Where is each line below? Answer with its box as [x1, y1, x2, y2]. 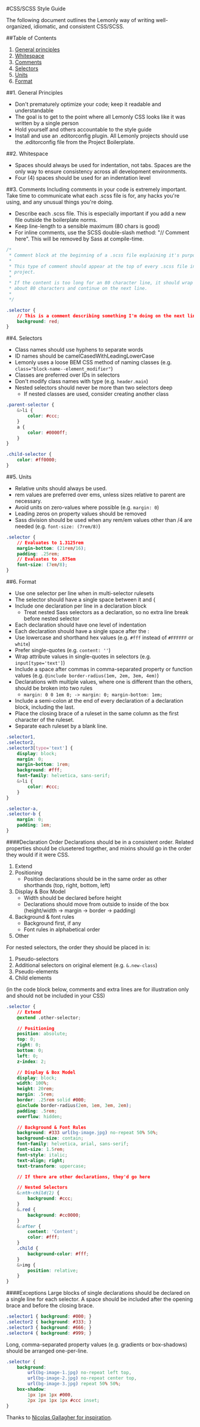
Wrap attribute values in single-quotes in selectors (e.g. [14, 653, 152, 660]
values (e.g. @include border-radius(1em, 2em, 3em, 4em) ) [14, 672, 160, 679]
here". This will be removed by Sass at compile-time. [14, 235, 144, 242]
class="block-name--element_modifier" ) [14, 365, 113, 373]
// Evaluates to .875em [17, 556, 76, 562]
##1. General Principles [6, 89, 63, 96]
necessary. [14, 497, 42, 505]
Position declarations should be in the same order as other [23, 875, 167, 883]
